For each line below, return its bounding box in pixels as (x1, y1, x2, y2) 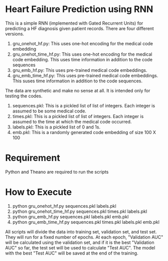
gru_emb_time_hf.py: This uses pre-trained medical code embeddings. (12, 72, 158, 78)
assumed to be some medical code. (12, 108, 87, 114)
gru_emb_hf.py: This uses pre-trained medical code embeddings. (12, 67, 147, 73)
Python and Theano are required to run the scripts (5, 169, 109, 175)
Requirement (5, 152, 60, 164)
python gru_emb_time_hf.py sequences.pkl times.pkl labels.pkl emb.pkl (12, 219, 159, 225)
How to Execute (5, 187, 72, 198)
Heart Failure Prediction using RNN (5, 4, 153, 15)
